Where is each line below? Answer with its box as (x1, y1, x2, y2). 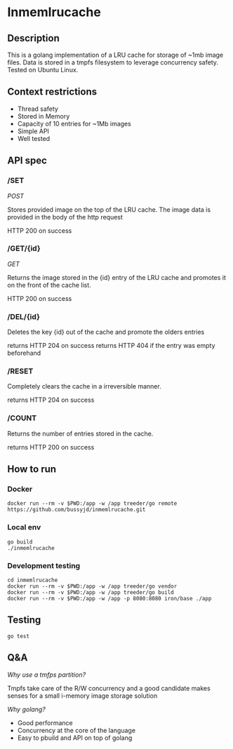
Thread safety (17, 104, 58, 113)
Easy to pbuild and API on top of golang (17, 734, 133, 742)
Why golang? (7, 705, 46, 713)
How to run (7, 464, 57, 475)
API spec (7, 155, 48, 167)
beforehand (7, 349, 41, 358)
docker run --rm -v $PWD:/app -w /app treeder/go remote (7, 500, 178, 507)
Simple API (17, 127, 49, 135)
